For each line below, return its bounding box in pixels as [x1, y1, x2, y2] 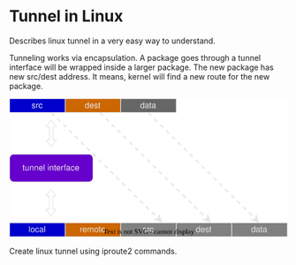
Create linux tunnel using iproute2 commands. [9, 246, 178, 257]
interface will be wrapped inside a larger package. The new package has [9, 62, 274, 72]
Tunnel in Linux [9, 6, 124, 26]
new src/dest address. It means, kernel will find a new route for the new [9, 71, 270, 81]
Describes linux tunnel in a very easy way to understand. [9, 35, 216, 46]
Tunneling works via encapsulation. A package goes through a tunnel [9, 52, 262, 63]
